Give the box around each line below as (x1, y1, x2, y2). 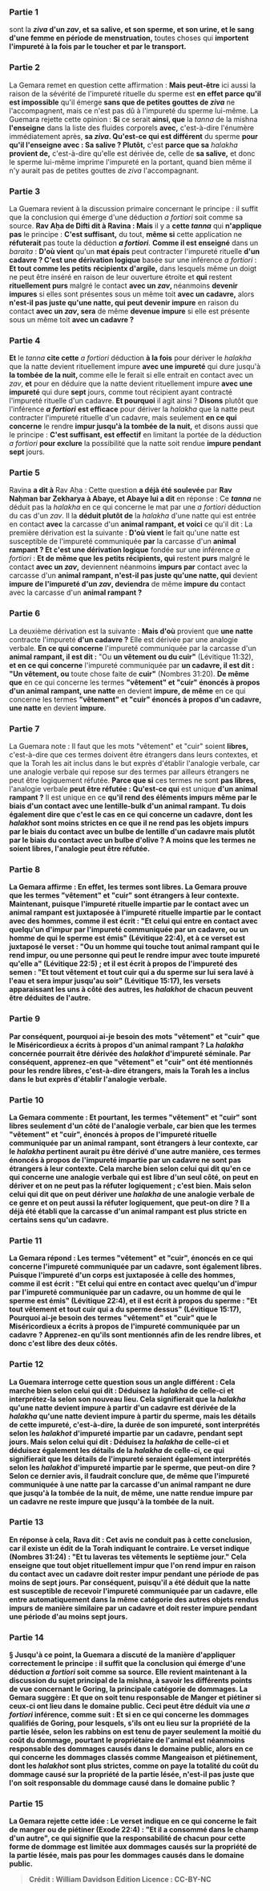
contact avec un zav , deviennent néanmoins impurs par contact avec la (9, 562, 248, 572)
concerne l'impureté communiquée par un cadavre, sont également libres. (9, 1262, 262, 1271)
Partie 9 (9, 1013, 41, 1025)
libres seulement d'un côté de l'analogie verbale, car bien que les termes (9, 1120, 257, 1131)
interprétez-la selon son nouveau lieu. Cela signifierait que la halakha (9, 1394, 246, 1404)
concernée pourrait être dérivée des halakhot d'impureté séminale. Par (9, 1048, 252, 1058)
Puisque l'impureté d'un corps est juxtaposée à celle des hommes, (9, 1271, 236, 1280)
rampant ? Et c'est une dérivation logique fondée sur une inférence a (9, 545, 240, 555)
